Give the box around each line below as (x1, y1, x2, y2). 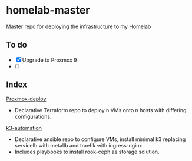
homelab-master (6, 4, 90, 17)
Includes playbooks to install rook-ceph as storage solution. (14, 148, 160, 155)
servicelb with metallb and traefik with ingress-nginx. (14, 142, 144, 149)
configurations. (14, 113, 52, 120)
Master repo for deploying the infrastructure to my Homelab (6, 23, 151, 30)
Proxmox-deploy (6, 95, 47, 102)
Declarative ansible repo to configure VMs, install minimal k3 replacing (14, 136, 186, 143)
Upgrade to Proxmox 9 (22, 56, 78, 63)
